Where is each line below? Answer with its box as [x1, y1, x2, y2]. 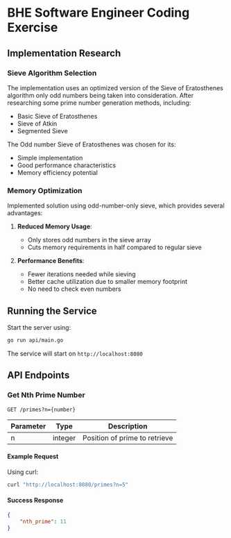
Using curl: [7, 467, 39, 476]
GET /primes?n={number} [7, 406, 76, 413]
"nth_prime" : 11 [19, 518, 67, 525]
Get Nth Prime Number [7, 390, 85, 400]
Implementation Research [7, 47, 121, 59]
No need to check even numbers [27, 285, 121, 293]
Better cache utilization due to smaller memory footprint [27, 278, 188, 286]
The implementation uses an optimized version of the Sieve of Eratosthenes [7, 83, 223, 92]
